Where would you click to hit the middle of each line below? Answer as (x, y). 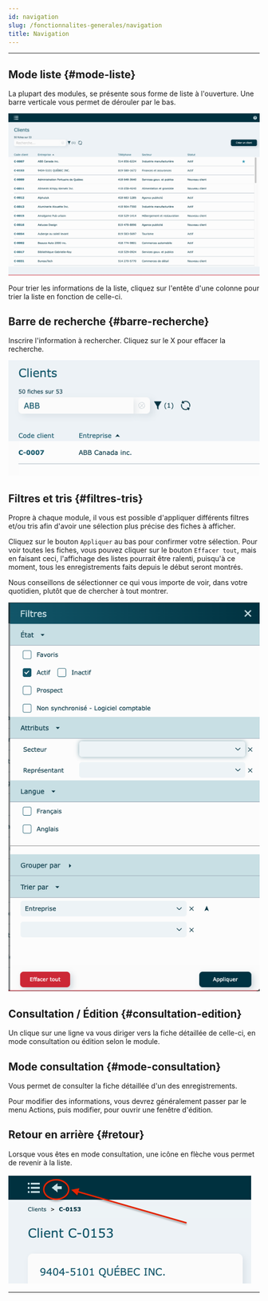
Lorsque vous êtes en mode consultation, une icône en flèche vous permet (132, 1154)
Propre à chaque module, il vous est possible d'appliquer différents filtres (129, 517)
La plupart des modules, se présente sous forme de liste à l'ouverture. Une (131, 94)
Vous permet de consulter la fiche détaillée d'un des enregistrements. (123, 1086)
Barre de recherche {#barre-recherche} (109, 321)
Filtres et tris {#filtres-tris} (76, 498)
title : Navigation (39, 34)
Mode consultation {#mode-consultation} (114, 1067)
